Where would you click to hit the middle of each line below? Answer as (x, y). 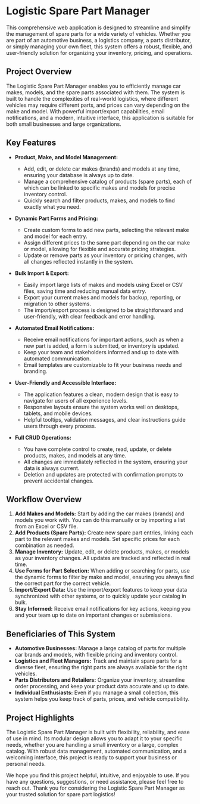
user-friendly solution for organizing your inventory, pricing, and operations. (99, 52)
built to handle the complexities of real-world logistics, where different (92, 98)
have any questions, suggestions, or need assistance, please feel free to (95, 782)
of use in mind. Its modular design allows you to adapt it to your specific (94, 738)
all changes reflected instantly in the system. (79, 261)
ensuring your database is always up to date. (79, 175)
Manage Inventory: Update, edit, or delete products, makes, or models (102, 552)
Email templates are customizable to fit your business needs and (103, 364)
